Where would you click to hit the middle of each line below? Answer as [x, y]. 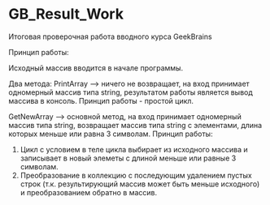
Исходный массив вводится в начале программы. [96, 68]
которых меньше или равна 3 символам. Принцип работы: [111, 134]
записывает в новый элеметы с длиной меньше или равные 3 [128, 158]
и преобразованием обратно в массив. [89, 192]
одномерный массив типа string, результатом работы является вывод [131, 92]
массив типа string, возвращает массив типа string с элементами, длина [135, 125]
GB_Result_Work [66, 14]
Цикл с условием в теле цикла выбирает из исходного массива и [134, 149]
